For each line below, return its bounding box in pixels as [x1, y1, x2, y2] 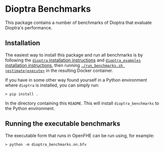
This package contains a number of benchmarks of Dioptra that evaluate [5, 20, 152, 25]
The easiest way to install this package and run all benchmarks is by [5, 52, 143, 58]
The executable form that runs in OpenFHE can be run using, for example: [5, 132, 155, 138]
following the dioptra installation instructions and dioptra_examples [5, 57, 141, 63]
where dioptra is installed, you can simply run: [5, 82, 100, 88]
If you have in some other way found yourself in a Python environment [5, 77, 147, 83]
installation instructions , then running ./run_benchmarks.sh [5, 62, 123, 68]
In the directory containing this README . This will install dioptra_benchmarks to [5, 100, 160, 106]
